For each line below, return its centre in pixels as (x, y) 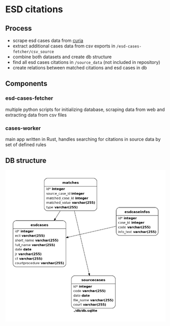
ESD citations (34, 9)
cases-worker (23, 128)
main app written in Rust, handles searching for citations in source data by (83, 139)
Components (26, 84)
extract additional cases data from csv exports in (64, 46)
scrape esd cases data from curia (48, 40)
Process (19, 28)
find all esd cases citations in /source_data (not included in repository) (86, 62)
